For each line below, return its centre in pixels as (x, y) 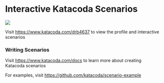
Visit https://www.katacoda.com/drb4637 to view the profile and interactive (82, 32)
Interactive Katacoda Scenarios (71, 9)
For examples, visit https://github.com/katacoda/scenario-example (73, 75)
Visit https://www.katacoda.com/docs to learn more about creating (73, 60)
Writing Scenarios (27, 50)
